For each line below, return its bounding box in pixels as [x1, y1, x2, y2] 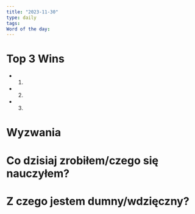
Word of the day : [6, 26, 51, 32]
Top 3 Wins [6, 52, 65, 66]
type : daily [6, 15, 37, 21]
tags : [6, 20, 20, 26]
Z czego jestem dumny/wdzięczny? [6, 194, 190, 208]
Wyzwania [6, 126, 62, 140]
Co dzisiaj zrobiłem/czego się [6, 153, 158, 167]
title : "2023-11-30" [6, 9, 59, 15]
